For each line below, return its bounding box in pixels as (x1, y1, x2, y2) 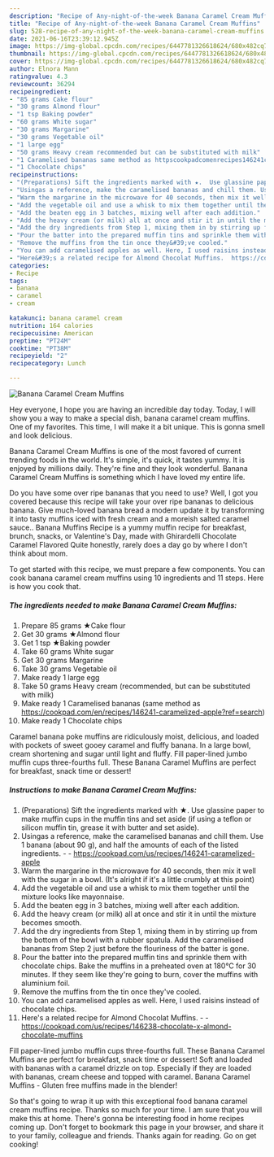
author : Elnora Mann (9, 65, 80, 73)
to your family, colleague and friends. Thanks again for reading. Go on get (9, 1130, 257, 1140)
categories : (9, 261, 50, 269)
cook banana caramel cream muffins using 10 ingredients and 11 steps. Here (9, 573, 264, 583)
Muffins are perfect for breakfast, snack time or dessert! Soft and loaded (9, 1054, 253, 1064)
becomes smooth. (20, 917, 82, 928)
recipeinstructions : (9, 171, 80, 179)
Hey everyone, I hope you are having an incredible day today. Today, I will (9, 404, 256, 414)
